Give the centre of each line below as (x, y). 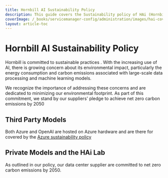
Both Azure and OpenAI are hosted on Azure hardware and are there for (79, 131)
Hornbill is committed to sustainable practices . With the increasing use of (81, 62)
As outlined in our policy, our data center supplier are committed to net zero (83, 164)
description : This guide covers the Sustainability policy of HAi (76, 14)
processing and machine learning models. (48, 78)
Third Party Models (36, 120)
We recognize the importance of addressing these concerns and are (75, 88)
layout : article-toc (27, 24)
